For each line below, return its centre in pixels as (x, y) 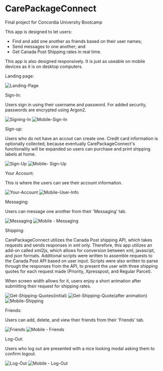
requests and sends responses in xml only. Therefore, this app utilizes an (79, 245)
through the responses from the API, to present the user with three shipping (81, 266)
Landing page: (20, 76)
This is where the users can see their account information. (64, 183)
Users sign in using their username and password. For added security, (76, 104)
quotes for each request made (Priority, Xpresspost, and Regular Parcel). (79, 271)
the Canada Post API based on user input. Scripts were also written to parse (81, 261)
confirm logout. (21, 354)
